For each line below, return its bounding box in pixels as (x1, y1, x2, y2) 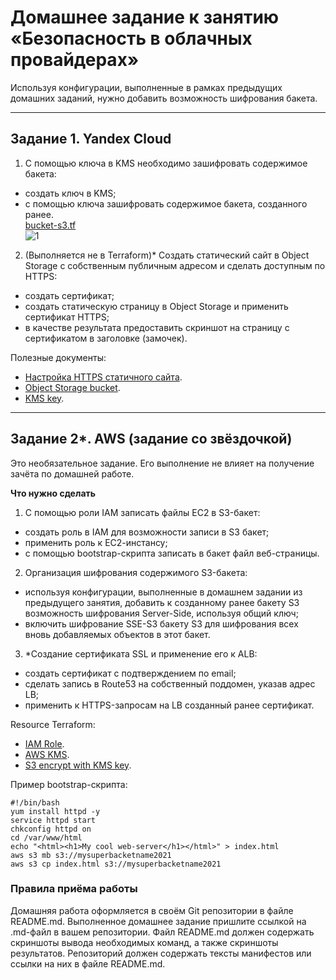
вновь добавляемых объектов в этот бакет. (24, 628, 211, 640)
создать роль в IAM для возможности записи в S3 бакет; (24, 526, 270, 538)
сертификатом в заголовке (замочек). (24, 332, 188, 344)
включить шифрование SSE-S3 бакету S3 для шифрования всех (24, 617, 299, 630)
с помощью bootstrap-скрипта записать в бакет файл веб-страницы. (24, 547, 320, 559)
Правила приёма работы (10, 882, 138, 896)
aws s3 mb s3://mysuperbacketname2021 (10, 850, 172, 860)
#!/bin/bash (10, 797, 60, 808)
